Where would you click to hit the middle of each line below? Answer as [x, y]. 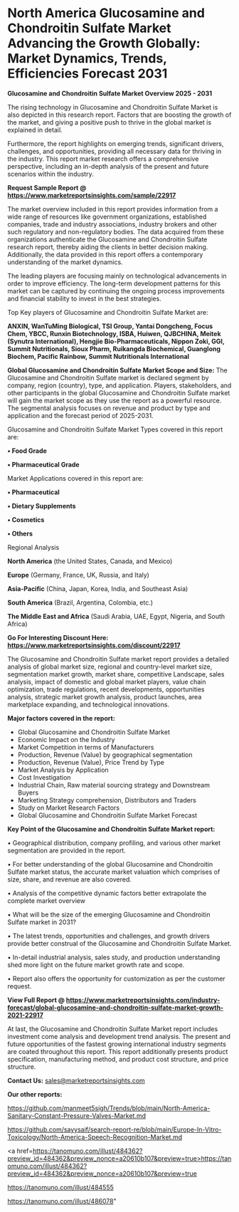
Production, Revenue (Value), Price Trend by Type [91, 762]
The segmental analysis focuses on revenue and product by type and [109, 408]
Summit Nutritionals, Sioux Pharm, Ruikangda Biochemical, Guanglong [114, 349]
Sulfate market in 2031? [42, 922]
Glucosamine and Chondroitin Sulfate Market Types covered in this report [115, 429]
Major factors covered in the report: [61, 718]
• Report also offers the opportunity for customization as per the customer [116, 978]
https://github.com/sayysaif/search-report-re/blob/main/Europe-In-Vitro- [115, 1129]
